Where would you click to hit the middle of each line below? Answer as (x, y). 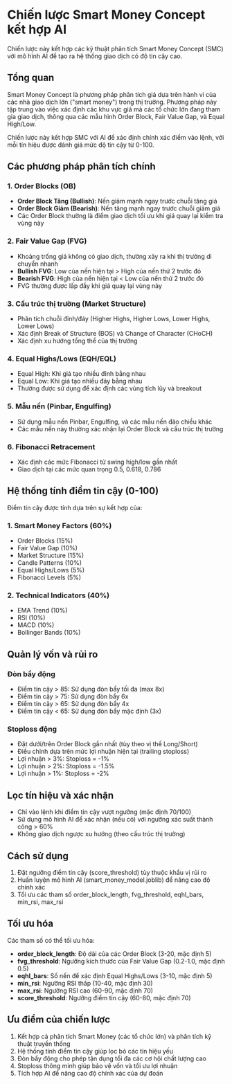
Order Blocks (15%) (45, 541)
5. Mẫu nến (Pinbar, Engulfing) (60, 406)
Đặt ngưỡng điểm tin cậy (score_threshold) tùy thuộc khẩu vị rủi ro (112, 872)
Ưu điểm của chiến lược (59, 1020)
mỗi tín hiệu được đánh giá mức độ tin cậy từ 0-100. (81, 145)
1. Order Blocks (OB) (42, 186)
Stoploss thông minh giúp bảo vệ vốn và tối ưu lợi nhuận (97, 1065)
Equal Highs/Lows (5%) (51, 570)
